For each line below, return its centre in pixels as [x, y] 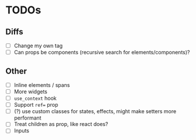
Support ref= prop [36, 105]
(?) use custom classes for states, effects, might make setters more [95, 111]
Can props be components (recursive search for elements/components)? [102, 52]
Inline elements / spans [42, 85]
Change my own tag [38, 45]
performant [27, 118]
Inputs [22, 131]
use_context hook [35, 98]
